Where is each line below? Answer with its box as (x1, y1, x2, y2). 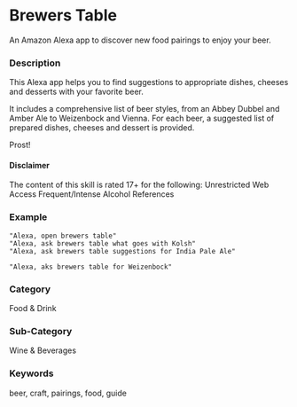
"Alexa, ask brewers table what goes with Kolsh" (9, 239, 197, 248)
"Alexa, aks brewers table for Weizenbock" (9, 262, 173, 271)
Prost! (9, 139, 31, 151)
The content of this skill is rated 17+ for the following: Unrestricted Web (9, 179, 270, 191)
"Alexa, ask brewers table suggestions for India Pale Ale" (9, 247, 237, 255)
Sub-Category (9, 325, 73, 337)
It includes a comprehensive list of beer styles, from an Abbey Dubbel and (9, 104, 280, 114)
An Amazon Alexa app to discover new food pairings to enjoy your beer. (9, 35, 272, 45)
